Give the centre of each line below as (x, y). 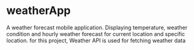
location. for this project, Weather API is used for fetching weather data (96, 40)
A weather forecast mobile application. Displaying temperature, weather (97, 27)
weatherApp (39, 11)
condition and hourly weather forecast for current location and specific (96, 34)
